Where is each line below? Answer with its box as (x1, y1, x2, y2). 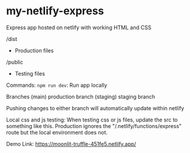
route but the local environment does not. (6, 129, 108, 136)
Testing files (14, 70, 45, 77)
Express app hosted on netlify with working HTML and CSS (6, 24, 152, 31)
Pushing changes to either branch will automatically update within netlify (6, 104, 185, 111)
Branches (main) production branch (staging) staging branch (6, 93, 155, 100)
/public (6, 58, 24, 65)
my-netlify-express (6, 4, 104, 18)
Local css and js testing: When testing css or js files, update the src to (6, 116, 178, 123)
